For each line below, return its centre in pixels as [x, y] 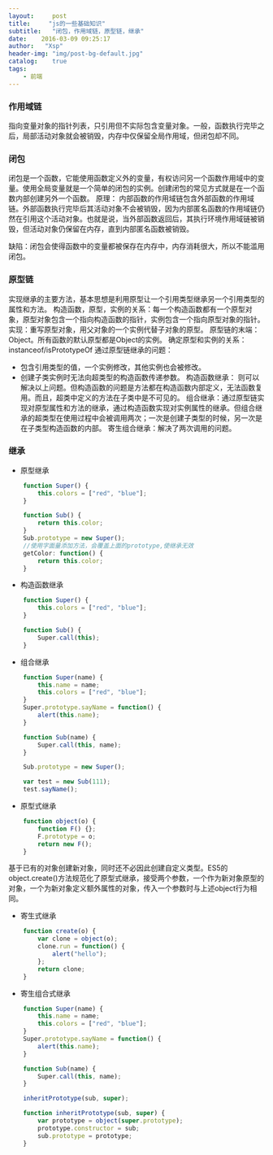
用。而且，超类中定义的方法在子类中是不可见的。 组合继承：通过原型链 [139, 397]
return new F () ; [65, 844]
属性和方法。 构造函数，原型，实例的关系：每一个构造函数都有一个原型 [127, 309]
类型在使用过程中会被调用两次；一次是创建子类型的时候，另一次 [149, 418]
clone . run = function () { [82, 947]
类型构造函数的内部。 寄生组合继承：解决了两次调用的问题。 [135, 428]
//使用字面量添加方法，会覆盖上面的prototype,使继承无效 [108, 546]
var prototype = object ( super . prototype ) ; [110, 1121]
